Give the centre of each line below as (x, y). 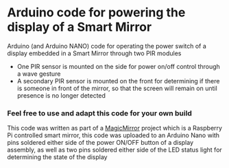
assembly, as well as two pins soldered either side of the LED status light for (115, 150)
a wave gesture (39, 74)
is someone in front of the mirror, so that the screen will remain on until (117, 88)
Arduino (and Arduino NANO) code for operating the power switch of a (107, 46)
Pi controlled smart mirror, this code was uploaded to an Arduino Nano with (113, 135)
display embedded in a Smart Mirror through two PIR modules (94, 53)
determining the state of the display (57, 157)
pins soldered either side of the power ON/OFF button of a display (100, 143)
